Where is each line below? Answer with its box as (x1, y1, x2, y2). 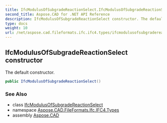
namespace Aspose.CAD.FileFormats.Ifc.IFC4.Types (12, 107, 119, 113)
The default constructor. (5, 69, 55, 75)
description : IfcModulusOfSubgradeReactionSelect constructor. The (5, 16, 148, 21)
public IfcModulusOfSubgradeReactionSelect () (5, 79, 101, 84)
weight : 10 (5, 26, 28, 31)
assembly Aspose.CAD (12, 112, 60, 118)
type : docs (5, 21, 28, 26)
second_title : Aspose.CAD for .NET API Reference (5, 12, 110, 17)
